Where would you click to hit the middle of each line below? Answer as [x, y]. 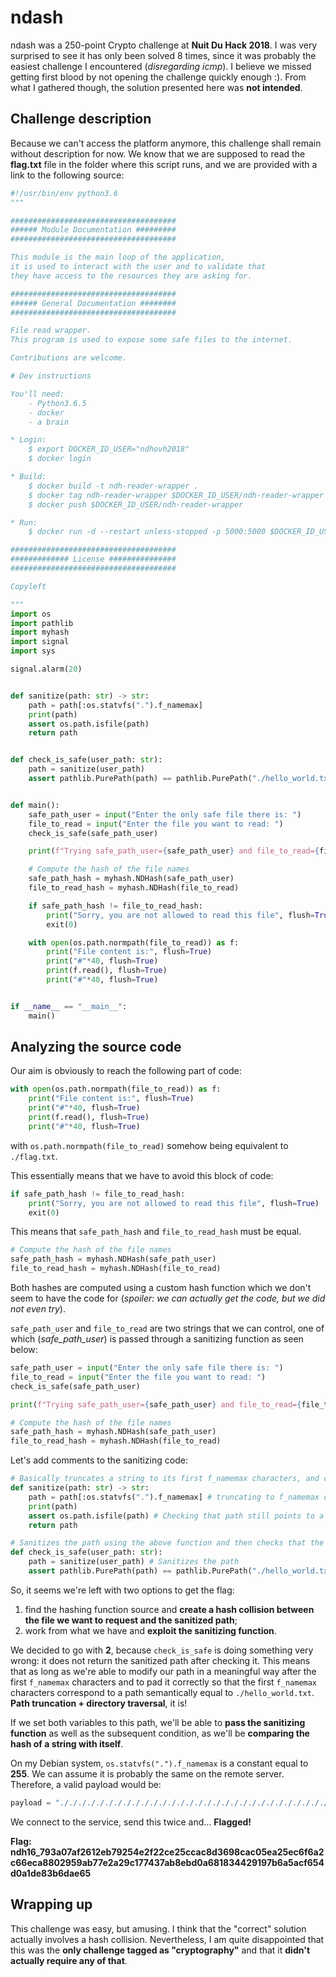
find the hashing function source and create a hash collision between [169, 1609]
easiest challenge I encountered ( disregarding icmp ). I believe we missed [161, 66]
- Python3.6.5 [57, 403]
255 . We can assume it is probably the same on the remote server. [147, 1773]
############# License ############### [93, 559]
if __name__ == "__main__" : [69, 1006]
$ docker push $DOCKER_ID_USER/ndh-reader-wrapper [136, 504]
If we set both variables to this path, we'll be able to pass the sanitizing [158, 1722]
